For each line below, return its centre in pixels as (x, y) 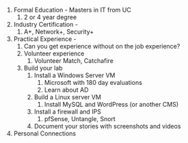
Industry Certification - (46, 24)
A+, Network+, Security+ (59, 31)
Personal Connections (45, 133)
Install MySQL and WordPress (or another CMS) (111, 104)
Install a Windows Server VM (75, 75)
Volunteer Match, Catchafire (74, 61)
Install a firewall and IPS (67, 112)
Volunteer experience (54, 53)
